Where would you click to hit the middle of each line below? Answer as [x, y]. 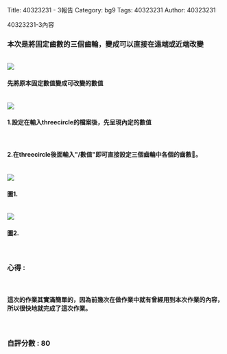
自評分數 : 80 [29, 343]
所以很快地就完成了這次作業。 [49, 309]
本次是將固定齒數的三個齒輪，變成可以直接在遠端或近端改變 [106, 44]
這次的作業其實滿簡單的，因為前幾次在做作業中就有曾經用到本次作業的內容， [115, 300]
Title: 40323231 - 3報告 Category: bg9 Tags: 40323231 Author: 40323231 [111, 10]
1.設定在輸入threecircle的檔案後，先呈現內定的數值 [80, 122]
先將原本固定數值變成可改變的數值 [55, 83]
